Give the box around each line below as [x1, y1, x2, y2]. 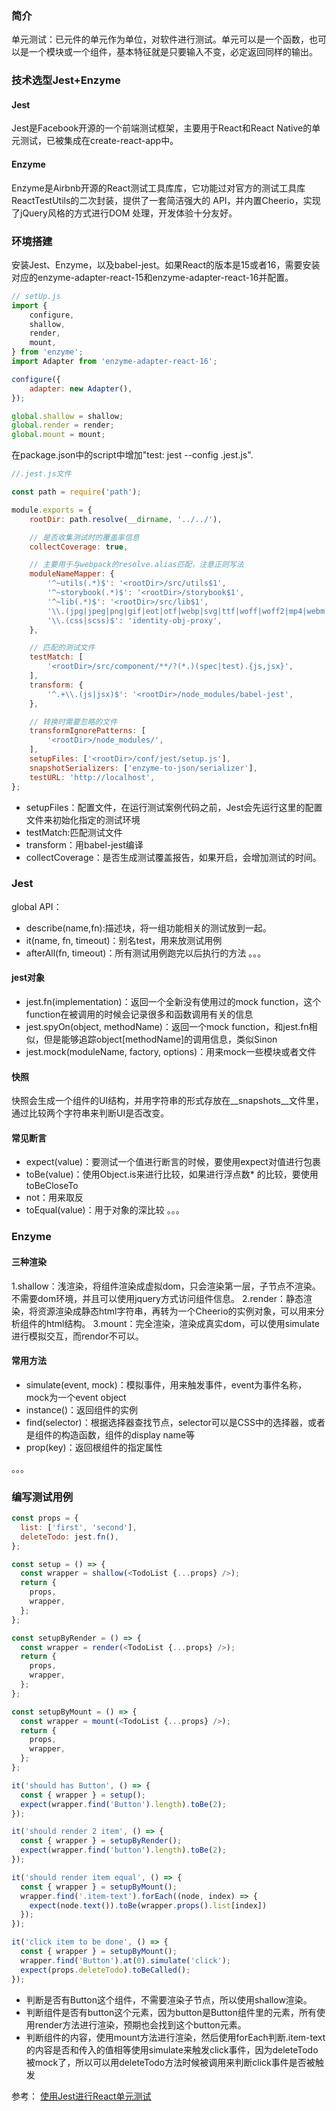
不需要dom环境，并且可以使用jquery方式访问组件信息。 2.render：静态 [11, 1292, 304, 1304]
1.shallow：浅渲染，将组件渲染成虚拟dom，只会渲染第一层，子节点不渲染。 [11, 1280, 321, 1292]
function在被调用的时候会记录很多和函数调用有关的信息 [25, 1008, 254, 1021]
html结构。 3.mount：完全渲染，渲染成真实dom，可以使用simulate [45, 1317, 321, 1329]
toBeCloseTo [25, 1180, 79, 1192]
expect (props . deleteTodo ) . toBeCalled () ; [20, 1965, 191, 1975]
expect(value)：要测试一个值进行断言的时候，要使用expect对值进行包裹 [25, 1156, 321, 1168]
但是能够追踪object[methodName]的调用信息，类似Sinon [43, 1033, 278, 1046]
